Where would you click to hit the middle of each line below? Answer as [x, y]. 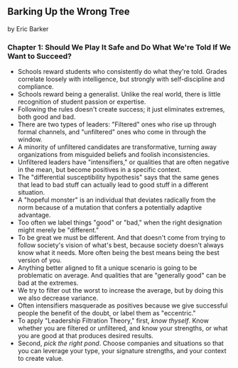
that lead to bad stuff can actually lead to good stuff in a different [113, 185]
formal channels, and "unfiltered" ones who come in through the [112, 132]
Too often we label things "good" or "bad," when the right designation [120, 222]
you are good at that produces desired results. [86, 336]
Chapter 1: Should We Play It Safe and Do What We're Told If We [119, 47]
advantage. [34, 215]
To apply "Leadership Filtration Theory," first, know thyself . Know [113, 321]
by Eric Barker [28, 28]
